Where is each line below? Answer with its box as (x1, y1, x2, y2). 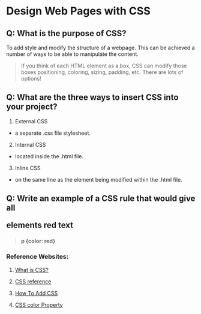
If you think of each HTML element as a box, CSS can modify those (20, 62, 187, 69)
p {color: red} (20, 238, 56, 245)
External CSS (14, 117, 48, 125)
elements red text (6, 220, 74, 230)
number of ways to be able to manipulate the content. (6, 51, 139, 58)
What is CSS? (14, 266, 49, 273)
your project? (6, 102, 58, 112)
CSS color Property (14, 301, 63, 308)
